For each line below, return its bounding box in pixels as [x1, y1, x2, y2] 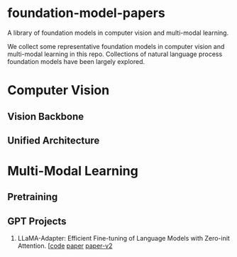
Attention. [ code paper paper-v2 [17, 241, 113, 250]
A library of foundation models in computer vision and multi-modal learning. [7, 28, 229, 37]
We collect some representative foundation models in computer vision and [7, 42, 225, 50]
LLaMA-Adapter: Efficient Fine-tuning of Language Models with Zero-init [17, 234, 231, 243]
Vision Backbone [7, 110, 84, 122]
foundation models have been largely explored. [7, 57, 145, 65]
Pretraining [7, 191, 58, 203]
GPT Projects [7, 215, 67, 227]
